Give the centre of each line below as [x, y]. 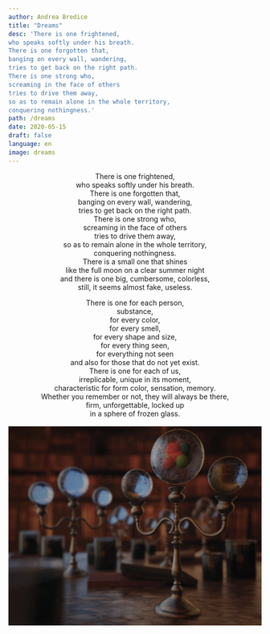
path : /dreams [32, 119]
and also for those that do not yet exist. [135, 362]
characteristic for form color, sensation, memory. [135, 388]
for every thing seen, [135, 345]
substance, [135, 311]
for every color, [135, 319]
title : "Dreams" [35, 25]
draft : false [30, 136]
